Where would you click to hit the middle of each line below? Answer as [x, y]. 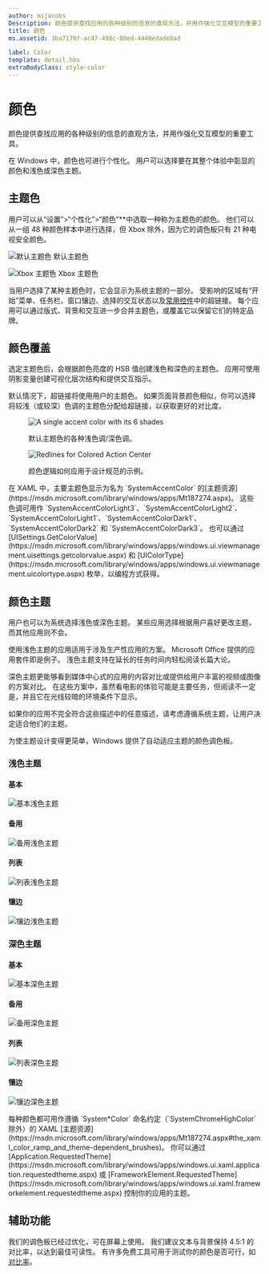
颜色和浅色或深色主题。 [47, 170]
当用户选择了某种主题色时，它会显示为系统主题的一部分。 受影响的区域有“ [130, 290]
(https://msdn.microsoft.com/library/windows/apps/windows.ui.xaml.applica [134, 1165]
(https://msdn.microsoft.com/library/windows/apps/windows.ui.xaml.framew [134, 1183]
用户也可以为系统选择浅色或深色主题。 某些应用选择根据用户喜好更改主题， [132, 623]
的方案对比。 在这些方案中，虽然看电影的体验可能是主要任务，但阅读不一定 [132, 687]
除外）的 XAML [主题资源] [51, 1129]
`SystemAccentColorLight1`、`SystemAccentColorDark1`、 [105, 518]
